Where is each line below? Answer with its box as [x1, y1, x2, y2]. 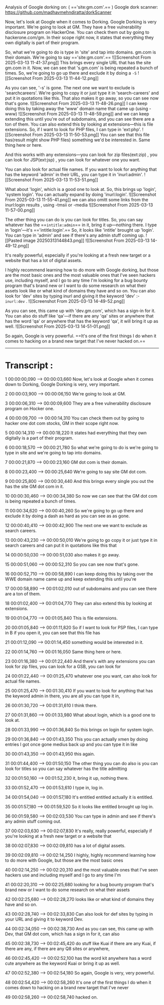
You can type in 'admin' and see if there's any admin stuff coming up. [5, 233, 145, 238]
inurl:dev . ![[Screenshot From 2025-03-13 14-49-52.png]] [5, 298, 125, 304]
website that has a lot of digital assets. [5, 258, 82, 263]
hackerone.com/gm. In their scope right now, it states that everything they [5, 34, 154, 40]
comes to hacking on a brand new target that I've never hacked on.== [5, 338, 145, 344]
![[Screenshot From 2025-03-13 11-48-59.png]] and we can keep [18, 111, 149, 117]
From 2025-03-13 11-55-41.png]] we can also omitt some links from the [5, 197, 148, 203]
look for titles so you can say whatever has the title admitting [5, 766, 127, 771]
